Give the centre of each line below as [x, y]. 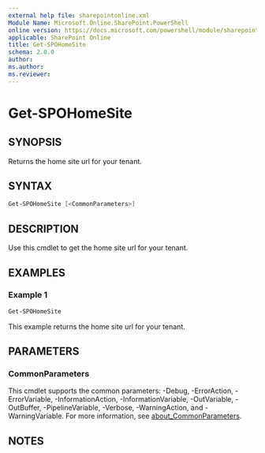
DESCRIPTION [43, 228]
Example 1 [28, 295]
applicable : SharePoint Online [60, 37]
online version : [35, 30]
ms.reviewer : [30, 74]
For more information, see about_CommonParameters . [154, 416]
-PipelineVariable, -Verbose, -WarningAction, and [123, 408]
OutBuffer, [25, 408]
